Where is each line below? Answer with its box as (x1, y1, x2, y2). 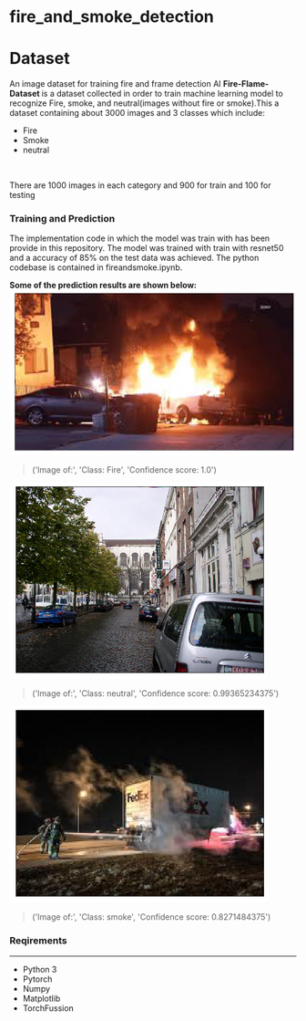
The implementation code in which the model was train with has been (9, 233, 270, 244)
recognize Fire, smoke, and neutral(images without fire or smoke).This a (9, 98, 280, 109)
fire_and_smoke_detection (9, 6, 214, 27)
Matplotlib (22, 993, 61, 1004)
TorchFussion (22, 1002, 75, 1014)
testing (9, 190, 36, 201)
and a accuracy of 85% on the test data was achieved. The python (9, 253, 260, 264)
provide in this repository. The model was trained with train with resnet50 (9, 243, 284, 254)
